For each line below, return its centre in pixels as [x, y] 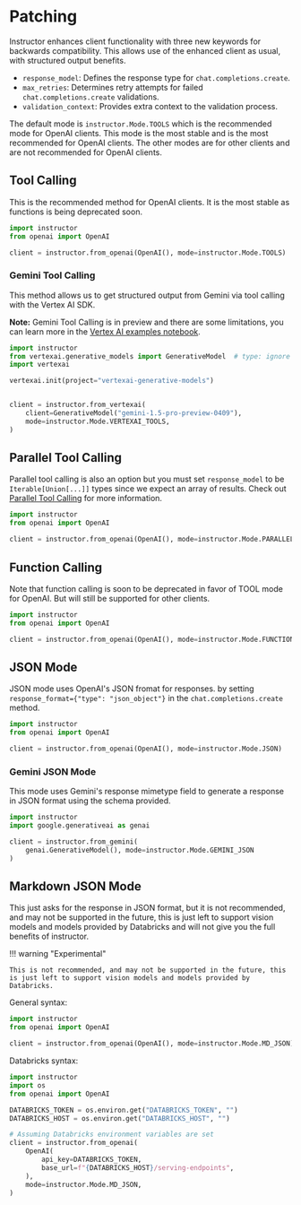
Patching [43, 17]
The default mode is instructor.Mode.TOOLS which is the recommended [141, 124]
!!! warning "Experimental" [58, 954]
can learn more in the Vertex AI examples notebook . [105, 331]
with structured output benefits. [68, 60]
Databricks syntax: [44, 1061]
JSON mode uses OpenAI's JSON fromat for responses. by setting [132, 689]
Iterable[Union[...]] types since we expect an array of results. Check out [148, 489]
